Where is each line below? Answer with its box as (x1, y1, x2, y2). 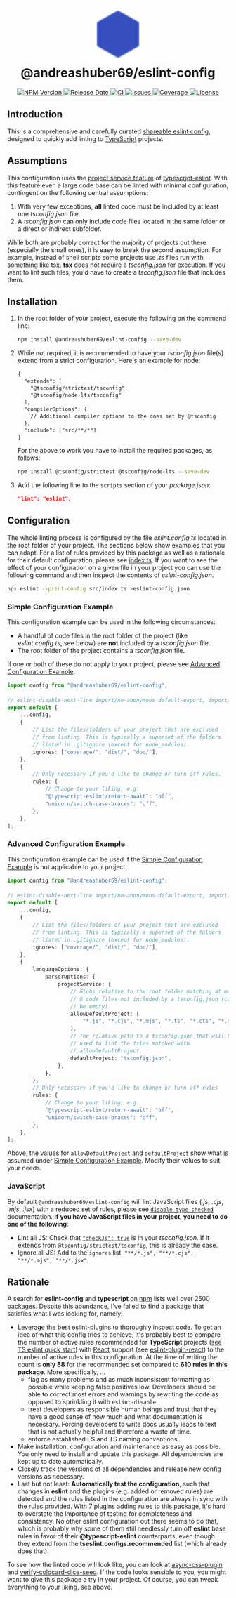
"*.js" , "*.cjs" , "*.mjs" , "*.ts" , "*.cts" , (82, 1017, 216, 1025)
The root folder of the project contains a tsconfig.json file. (17, 646, 185, 654)
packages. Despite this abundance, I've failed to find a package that (7, 1302, 204, 1311)
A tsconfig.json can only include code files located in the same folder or (17, 217, 226, 225)
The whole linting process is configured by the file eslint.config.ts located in (7, 533, 227, 542)
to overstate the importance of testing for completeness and (17, 1510, 192, 1518)
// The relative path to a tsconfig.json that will (70, 1033, 225, 1040)
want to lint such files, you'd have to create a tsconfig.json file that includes (7, 268, 226, 276)
